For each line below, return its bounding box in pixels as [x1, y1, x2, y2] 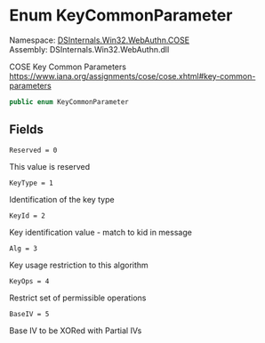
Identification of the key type [9, 194, 115, 204]
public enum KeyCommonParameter [9, 97, 129, 107]
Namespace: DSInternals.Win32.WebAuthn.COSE [9, 35, 189, 45]
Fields [9, 122, 44, 138]
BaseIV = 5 [9, 309, 50, 318]
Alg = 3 [9, 243, 38, 253]
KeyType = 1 [9, 179, 53, 187]
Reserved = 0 [9, 146, 58, 155]
